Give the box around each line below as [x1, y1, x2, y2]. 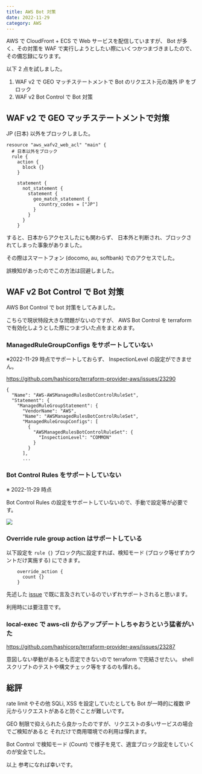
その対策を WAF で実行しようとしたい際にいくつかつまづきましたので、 [16, 45, 195, 52]
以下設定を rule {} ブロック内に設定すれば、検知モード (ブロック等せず [6, 548, 185, 556]
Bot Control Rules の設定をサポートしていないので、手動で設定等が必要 [6, 498, 183, 506]
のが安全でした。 [6, 748, 49, 755]
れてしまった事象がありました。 [6, 241, 86, 249]
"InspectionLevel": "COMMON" [38, 435, 112, 441]
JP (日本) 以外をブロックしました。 [6, 130, 94, 137]
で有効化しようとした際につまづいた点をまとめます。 [6, 324, 138, 331]
